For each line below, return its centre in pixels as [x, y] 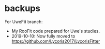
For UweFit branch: [24, 22]
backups [22, 8]
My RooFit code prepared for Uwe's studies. [56, 31]
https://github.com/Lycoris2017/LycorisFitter [56, 41]
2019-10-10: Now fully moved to [43, 36]
